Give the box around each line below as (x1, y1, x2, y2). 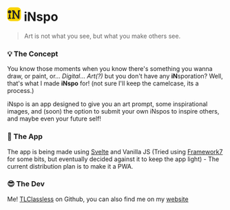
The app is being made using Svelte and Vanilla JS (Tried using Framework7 (7, 147, 223, 156)
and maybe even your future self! (7, 114, 102, 123)
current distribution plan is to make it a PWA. (7, 162, 134, 170)
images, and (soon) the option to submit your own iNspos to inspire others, (7, 107, 220, 116)
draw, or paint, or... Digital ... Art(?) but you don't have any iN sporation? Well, (7, 72, 223, 81)
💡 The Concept (7, 49, 59, 59)
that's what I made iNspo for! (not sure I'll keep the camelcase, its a (7, 79, 199, 87)
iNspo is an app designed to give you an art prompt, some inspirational (7, 100, 208, 108)
